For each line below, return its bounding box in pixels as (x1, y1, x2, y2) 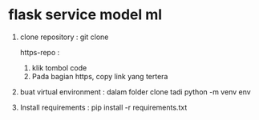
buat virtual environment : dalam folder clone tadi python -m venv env (19, 86, 251, 97)
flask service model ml (8, 6, 163, 24)
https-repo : (19, 47, 60, 57)
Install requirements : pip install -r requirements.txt (19, 102, 188, 112)
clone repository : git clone (19, 32, 109, 42)
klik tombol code (31, 62, 87, 73)
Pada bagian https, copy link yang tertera (31, 71, 168, 81)
